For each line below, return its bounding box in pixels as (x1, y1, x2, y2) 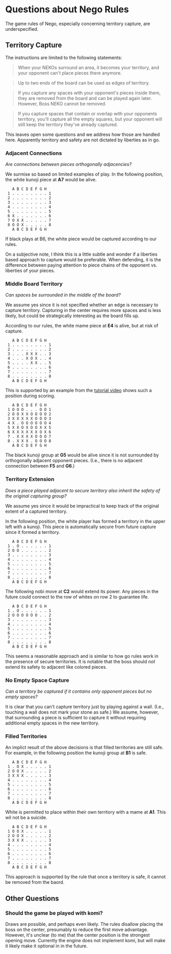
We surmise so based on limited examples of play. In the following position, (5, 171, 163, 177)
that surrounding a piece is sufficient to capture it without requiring (5, 714, 146, 720)
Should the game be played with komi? (5, 909, 103, 917)
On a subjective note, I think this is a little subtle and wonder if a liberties (5, 251, 158, 257)
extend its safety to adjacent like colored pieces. (5, 663, 107, 670)
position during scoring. (5, 393, 56, 399)
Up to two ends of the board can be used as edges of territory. (17, 79, 150, 86)
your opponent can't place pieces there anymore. (17, 70, 122, 76)
